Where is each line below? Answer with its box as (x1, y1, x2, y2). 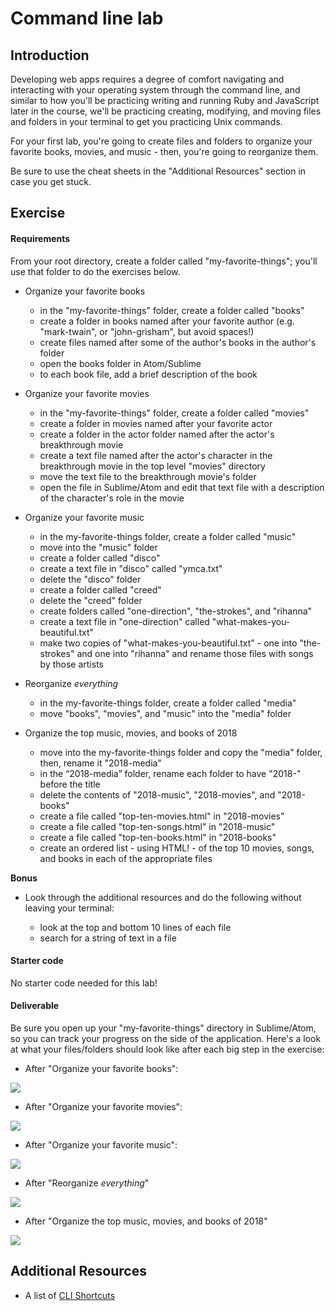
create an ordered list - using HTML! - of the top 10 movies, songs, (39, 842, 315, 854)
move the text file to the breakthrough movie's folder (39, 470, 257, 482)
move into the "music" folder (39, 541, 158, 553)
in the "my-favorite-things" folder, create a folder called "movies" (39, 407, 310, 419)
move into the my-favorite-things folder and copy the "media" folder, (39, 746, 323, 758)
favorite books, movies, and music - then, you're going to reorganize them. (10, 146, 319, 157)
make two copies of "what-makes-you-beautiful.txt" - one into (39, 637, 298, 649)
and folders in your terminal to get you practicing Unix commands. (10, 116, 283, 127)
